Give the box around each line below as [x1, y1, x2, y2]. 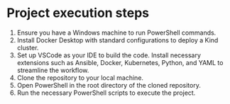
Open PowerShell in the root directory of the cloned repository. [16, 81, 202, 89]
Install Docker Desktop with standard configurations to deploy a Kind [16, 35, 219, 44]
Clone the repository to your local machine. [16, 73, 143, 82]
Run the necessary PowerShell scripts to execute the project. [16, 88, 196, 97]
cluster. [16, 43, 39, 52]
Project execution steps [6, 5, 150, 21]
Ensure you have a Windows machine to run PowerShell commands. [16, 28, 217, 37]
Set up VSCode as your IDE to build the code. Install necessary [16, 51, 202, 59]
